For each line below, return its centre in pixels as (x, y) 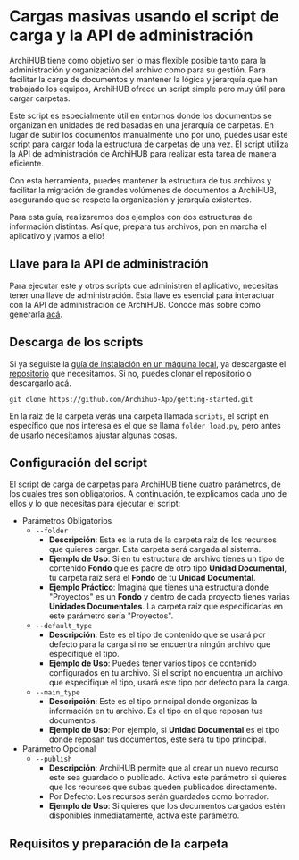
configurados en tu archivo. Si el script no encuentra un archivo (166, 673)
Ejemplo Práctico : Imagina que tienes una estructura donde (159, 587)
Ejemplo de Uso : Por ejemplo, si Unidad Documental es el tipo (164, 730)
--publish (54, 759)
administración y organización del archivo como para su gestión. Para (137, 70)
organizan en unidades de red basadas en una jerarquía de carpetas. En (142, 125)
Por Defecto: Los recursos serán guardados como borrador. (159, 796)
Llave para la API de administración (109, 264)
